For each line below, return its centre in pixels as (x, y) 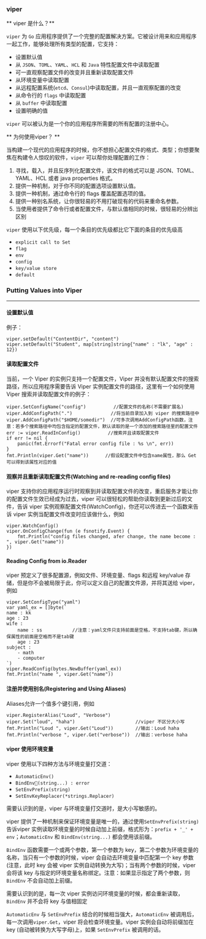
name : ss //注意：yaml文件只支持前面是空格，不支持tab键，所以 (105, 630)
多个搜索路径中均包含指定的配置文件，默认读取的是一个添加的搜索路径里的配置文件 (109, 427)
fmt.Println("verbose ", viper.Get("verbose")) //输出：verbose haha (97, 735)
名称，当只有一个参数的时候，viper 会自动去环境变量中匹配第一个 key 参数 (100, 857)
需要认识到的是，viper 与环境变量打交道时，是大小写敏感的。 (83, 808)
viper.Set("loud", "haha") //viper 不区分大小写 (96, 722)
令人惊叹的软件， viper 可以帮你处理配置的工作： (89, 158)
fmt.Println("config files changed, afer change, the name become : (107, 537)
